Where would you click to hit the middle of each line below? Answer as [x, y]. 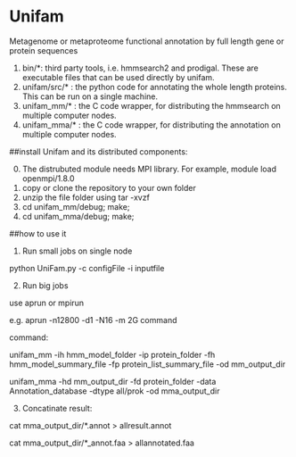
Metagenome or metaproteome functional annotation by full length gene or [147, 41]
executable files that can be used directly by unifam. [119, 77]
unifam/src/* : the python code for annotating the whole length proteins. [155, 87]
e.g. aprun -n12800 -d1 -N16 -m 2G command [93, 320]
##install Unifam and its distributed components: [99, 151]
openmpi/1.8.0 [48, 178]
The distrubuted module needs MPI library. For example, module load [149, 169]
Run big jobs [45, 285]
